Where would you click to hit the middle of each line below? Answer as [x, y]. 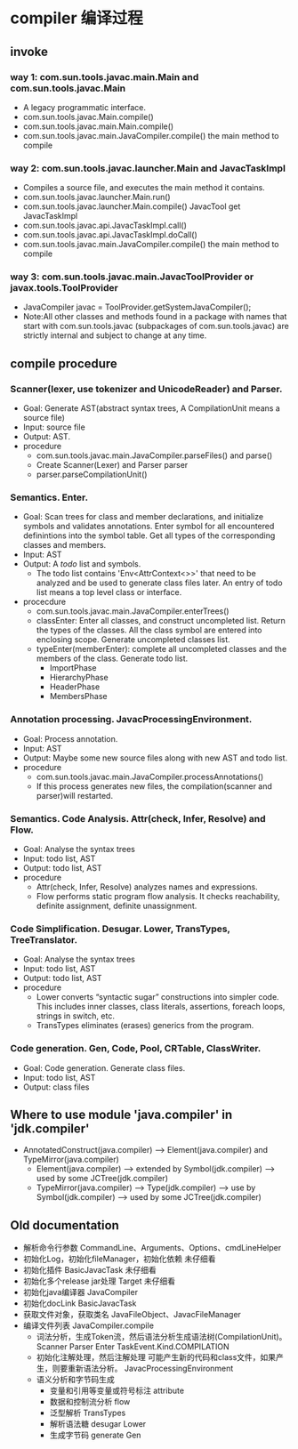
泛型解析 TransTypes [88, 1413]
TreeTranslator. [44, 939]
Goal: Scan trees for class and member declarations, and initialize [143, 517]
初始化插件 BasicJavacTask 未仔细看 [89, 1270]
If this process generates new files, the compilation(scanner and [154, 786]
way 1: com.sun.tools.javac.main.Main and [105, 76]
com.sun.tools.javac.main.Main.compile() [98, 126]
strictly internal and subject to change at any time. [115, 335]
